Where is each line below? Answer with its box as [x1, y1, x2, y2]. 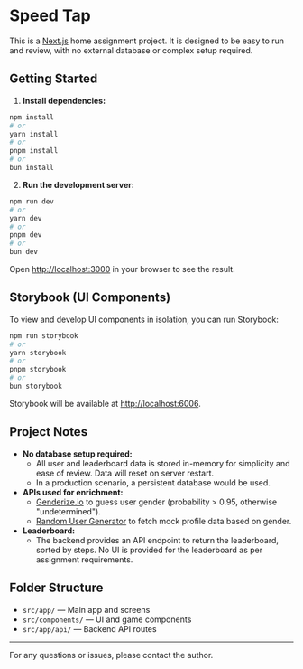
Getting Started [9, 71, 98, 87]
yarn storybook [9, 348, 67, 357]
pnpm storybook [9, 365, 67, 374]
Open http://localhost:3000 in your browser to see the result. [9, 264, 236, 274]
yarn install [9, 129, 59, 138]
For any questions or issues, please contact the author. [9, 649, 214, 660]
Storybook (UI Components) [9, 290, 171, 306]
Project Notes [9, 424, 88, 439]
